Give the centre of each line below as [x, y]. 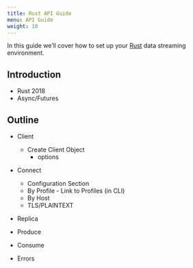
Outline [23, 120]
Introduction [34, 74]
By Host [38, 198]
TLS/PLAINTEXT [50, 205]
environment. [26, 53]
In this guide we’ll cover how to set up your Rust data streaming [96, 46]
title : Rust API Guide [39, 13]
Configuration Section [58, 183]
